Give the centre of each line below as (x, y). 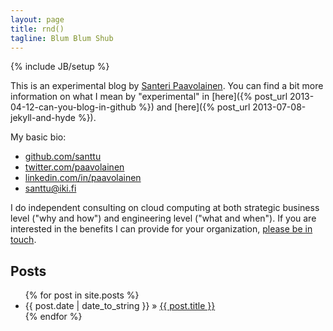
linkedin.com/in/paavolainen (83, 178)
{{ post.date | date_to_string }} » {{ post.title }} (120, 306)
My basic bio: (38, 137)
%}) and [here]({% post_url (194, 107)
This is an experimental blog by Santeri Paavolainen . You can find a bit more (167, 86)
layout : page (37, 19)
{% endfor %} (53, 317)
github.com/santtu (63, 157)
